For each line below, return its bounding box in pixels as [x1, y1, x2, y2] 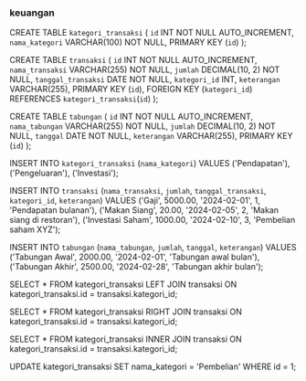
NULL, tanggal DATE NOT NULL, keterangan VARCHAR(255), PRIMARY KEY [9, 131, 293, 142]
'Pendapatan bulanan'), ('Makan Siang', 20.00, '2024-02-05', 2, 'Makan [9, 205, 280, 216]
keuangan [9, 6, 55, 19]
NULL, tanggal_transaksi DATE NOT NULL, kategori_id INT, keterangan [9, 74, 280, 85]
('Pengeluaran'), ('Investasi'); [9, 167, 119, 179]
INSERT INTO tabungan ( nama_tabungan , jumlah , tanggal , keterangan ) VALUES [9, 242, 297, 253]
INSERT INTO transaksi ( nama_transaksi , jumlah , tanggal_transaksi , [9, 185, 267, 196]
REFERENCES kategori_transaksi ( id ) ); [9, 93, 159, 104]
